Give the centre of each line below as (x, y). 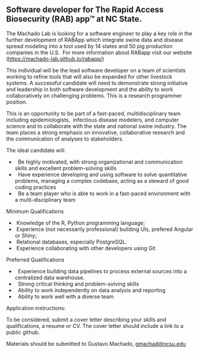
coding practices (35, 187)
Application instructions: (36, 308)
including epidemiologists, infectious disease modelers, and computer (93, 120)
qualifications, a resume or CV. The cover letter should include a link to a (95, 326)
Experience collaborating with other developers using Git (86, 248)
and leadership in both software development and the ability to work (90, 89)
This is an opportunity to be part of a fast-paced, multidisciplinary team (94, 113)
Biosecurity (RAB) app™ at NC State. (74, 19)
